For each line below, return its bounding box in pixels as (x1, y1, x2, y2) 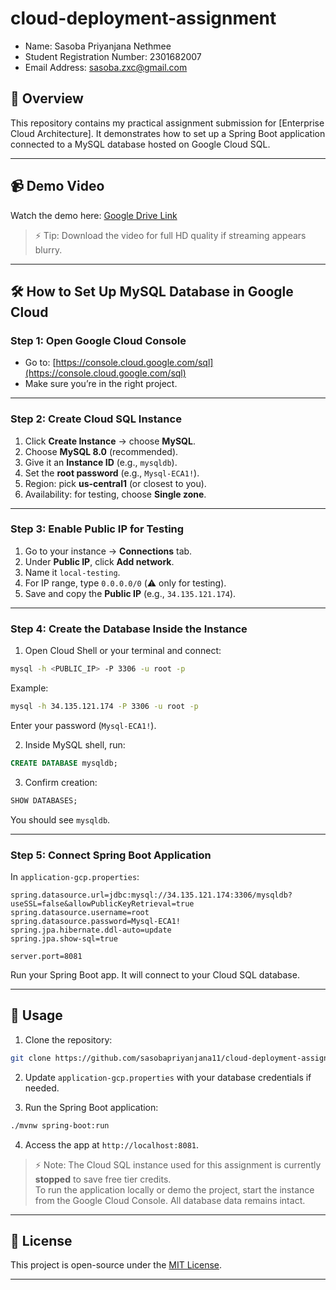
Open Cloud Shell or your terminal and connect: (24, 645, 222, 657)
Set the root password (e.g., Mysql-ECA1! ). (24, 467, 200, 479)
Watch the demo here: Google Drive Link (10, 209, 178, 221)
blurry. (34, 243, 63, 256)
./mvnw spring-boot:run (10, 1120, 110, 1131)
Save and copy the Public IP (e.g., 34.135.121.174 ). (24, 587, 237, 599)
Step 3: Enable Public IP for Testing (10, 522, 185, 536)
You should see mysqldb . (10, 813, 111, 826)
